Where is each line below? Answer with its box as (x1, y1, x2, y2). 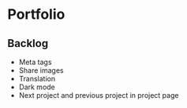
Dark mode (18, 82, 56, 92)
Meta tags (18, 57, 52, 67)
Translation (18, 74, 56, 83)
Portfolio (7, 5, 65, 23)
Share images (18, 66, 64, 75)
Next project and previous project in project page (18, 91, 179, 99)
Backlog (7, 37, 49, 50)
